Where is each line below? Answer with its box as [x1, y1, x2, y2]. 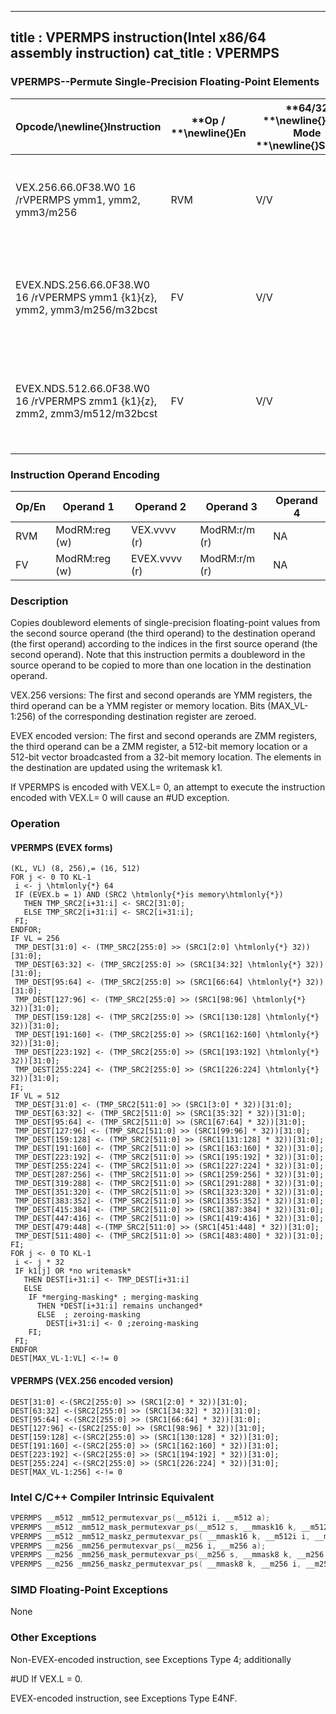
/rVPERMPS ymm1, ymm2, [15, 192, 141, 206]
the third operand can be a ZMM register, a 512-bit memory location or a [10, 741, 308, 753]
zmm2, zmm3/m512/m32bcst [15, 406, 158, 420]
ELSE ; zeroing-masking [36, 1310, 141, 1320]
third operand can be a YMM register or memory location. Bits [10, 700, 266, 712]
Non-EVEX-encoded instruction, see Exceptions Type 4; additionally [10, 1653, 292, 1665]
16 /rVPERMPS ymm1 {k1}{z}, [15, 290, 158, 304]
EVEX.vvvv [130, 551, 183, 565]
